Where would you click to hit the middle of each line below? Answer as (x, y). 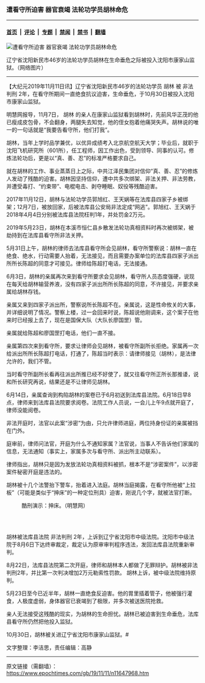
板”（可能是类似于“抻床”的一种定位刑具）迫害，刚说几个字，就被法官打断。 (101, 492)
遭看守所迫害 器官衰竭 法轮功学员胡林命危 (67, 9)
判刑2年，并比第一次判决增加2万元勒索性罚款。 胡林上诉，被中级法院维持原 (101, 572)
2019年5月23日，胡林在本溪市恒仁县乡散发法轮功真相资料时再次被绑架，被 (100, 227)
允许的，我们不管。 (31, 361)
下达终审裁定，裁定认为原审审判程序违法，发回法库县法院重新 (112, 544)
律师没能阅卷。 (25, 410)
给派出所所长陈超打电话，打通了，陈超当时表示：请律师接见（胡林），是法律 (101, 353)
